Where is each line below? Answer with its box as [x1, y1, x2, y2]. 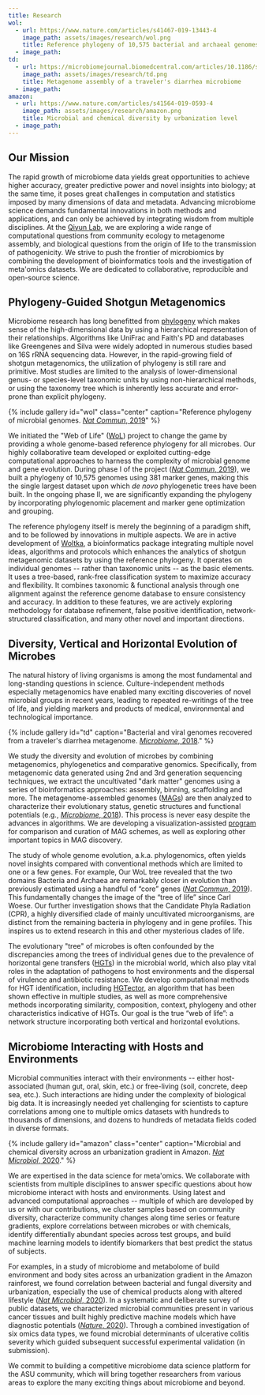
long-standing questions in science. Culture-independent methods [8, 679, 225, 688]
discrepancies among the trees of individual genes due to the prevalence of [8, 949, 255, 960]
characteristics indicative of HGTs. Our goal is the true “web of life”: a [8, 1009, 234, 1018]
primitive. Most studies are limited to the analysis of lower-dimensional [8, 367, 238, 376]
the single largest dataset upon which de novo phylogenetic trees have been [8, 481, 257, 491]
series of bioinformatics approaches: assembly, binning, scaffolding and [8, 785, 243, 795]
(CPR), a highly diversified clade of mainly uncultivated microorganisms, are [8, 909, 255, 919]
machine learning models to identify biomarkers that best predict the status [8, 1238, 253, 1247]
